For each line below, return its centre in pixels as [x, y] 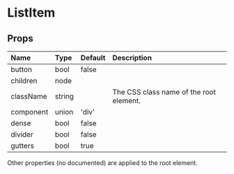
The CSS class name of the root [164, 92]
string [64, 96]
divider [22, 134]
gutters [23, 146]
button [22, 69]
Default [93, 58]
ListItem [31, 13]
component [30, 112]
